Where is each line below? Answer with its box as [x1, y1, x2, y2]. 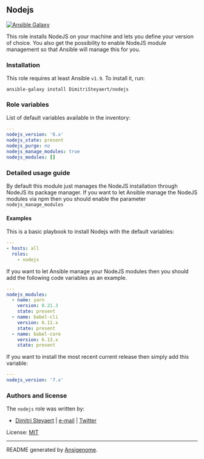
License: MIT [6, 429, 39, 436]
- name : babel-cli [12, 314, 59, 321]
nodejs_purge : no [6, 143, 50, 149]
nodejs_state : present [6, 137, 64, 143]
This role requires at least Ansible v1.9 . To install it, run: [6, 75, 145, 82]
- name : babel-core [12, 331, 61, 337]
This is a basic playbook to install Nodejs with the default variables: [6, 228, 175, 236]
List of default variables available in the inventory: [6, 114, 131, 121]
